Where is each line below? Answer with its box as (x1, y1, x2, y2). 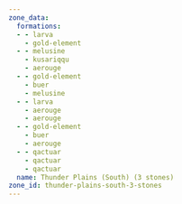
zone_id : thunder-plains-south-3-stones (8, 181, 163, 190)
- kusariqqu (24, 55, 69, 64)
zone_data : (8, 13, 50, 23)
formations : (16, 22, 62, 31)
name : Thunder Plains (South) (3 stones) (16, 172, 175, 181)
